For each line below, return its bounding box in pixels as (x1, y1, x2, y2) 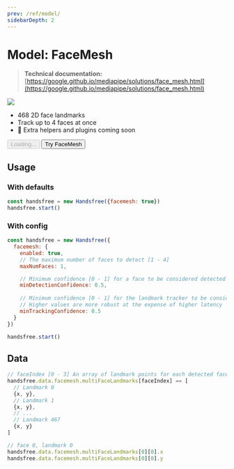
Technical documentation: (24, 70, 102, 78)
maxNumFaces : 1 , (19, 263, 68, 270)
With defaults (7, 182, 54, 192)
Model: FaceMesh (7, 47, 114, 63)
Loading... (10, 141, 37, 148)
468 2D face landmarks (17, 111, 86, 119)
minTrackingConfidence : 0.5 (19, 307, 101, 314)
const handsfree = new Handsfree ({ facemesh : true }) (7, 198, 160, 206)
